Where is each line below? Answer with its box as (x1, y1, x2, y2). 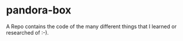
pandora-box (6, 4, 72, 17)
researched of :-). (6, 29, 49, 36)
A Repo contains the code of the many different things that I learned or (6, 23, 177, 30)
